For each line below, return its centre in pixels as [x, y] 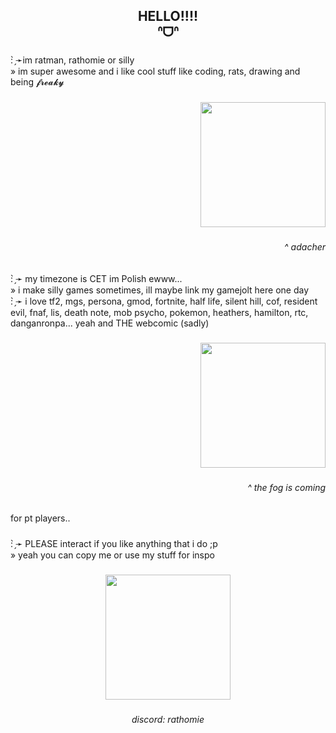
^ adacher [305, 247]
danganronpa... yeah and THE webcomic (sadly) [110, 323]
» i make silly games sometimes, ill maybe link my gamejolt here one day [160, 290]
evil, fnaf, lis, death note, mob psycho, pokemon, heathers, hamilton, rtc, [159, 312]
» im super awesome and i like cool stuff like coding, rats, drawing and [155, 71]
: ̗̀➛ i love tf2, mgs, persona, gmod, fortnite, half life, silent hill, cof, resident [164, 301]
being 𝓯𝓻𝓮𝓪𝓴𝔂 [37, 82]
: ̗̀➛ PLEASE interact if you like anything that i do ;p [114, 544]
